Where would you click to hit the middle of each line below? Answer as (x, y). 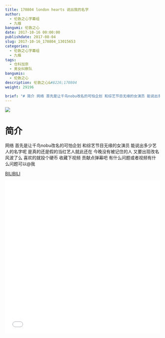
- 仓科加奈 (19, 64)
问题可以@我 (22, 164)
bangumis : (15, 74)
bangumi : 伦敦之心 (23, 28)
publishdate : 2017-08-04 (30, 37)
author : (13, 14)
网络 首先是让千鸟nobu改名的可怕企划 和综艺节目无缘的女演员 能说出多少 (79, 146)
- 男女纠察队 (21, 69)
